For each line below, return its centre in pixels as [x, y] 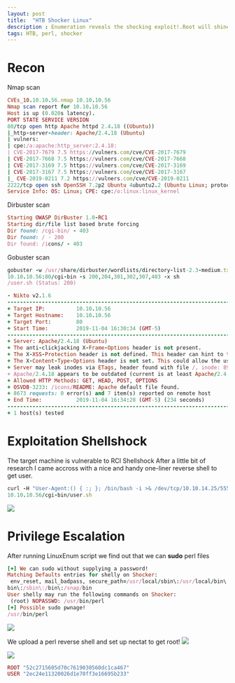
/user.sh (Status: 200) [42, 283]
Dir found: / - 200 [36, 237]
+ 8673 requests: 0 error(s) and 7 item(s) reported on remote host [109, 393]
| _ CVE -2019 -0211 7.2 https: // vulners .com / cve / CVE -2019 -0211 [98, 178]
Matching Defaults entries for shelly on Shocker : [83, 575]
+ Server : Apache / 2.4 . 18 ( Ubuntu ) [58, 341]
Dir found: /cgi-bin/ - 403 [48, 231]
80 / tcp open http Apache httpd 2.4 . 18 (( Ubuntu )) [81, 126]
